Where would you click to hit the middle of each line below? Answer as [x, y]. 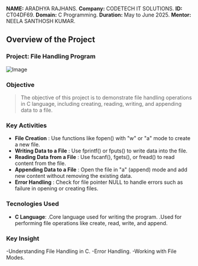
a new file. [27, 145]
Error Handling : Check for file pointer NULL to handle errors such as [99, 182]
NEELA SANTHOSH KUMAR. [41, 21]
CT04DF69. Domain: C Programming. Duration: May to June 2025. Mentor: [99, 15]
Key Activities [27, 125]
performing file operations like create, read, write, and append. [91, 223]
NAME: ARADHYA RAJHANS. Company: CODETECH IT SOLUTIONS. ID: [94, 9]
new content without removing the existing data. [73, 176]
